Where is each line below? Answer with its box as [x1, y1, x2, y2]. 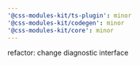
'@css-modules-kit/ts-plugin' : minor [7, 11, 132, 20]
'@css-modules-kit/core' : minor [7, 26, 114, 34]
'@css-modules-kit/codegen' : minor [7, 19, 125, 27]
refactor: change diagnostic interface [7, 48, 129, 58]
